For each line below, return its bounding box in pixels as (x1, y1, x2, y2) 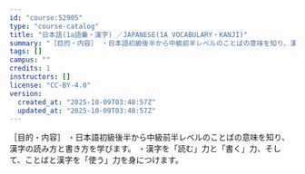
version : (9, 89, 43, 98)
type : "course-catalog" (9, 22, 100, 31)
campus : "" (9, 55, 51, 64)
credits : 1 (9, 64, 51, 73)
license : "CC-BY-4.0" (9, 81, 92, 90)
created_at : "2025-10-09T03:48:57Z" (17, 97, 156, 107)
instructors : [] (9, 72, 71, 82)
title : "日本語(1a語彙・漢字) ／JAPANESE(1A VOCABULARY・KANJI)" (9, 30, 248, 39)
